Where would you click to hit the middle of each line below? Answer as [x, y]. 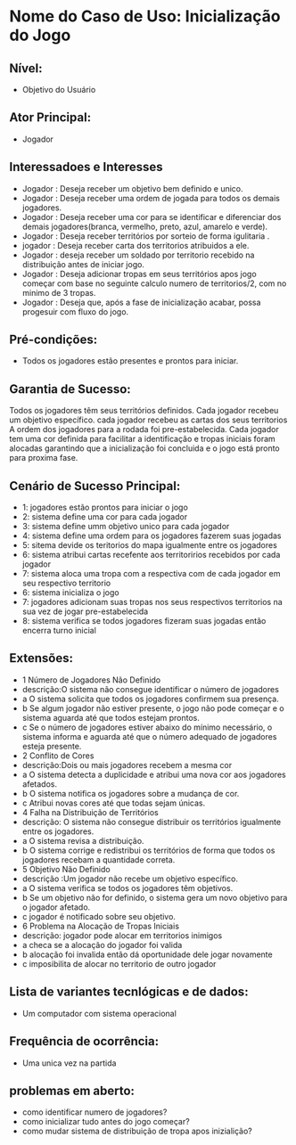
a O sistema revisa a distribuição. [83, 840]
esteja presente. [52, 746]
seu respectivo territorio [66, 583]
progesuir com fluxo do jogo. [75, 311]
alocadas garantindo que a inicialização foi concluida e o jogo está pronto [144, 448]
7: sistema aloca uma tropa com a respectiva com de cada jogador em [151, 574]
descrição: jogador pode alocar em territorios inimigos [122, 935]
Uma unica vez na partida [69, 1063]
